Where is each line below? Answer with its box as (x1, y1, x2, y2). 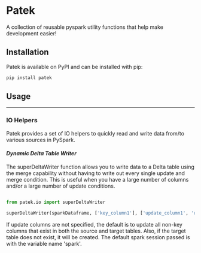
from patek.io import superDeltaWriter (6, 199, 106, 205)
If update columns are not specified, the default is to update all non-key (6, 221, 182, 228)
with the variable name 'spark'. (6, 240, 82, 247)
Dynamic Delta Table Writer (6, 150, 77, 157)
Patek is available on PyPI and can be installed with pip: (6, 63, 143, 70)
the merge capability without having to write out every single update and (6, 169, 185, 177)
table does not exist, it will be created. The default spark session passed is (6, 233, 190, 240)
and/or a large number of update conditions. (6, 182, 115, 189)
